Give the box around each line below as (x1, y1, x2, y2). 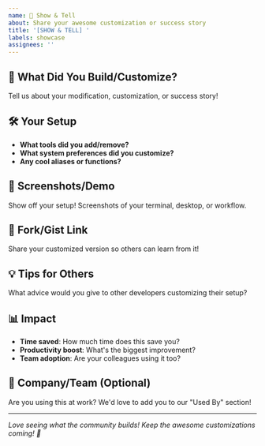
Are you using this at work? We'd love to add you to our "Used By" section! (8, 397, 252, 407)
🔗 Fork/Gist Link (8, 223, 88, 237)
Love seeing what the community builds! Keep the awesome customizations (8, 420, 256, 429)
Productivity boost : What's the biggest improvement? (19, 345, 196, 354)
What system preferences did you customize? (19, 148, 174, 158)
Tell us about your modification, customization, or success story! (8, 91, 218, 100)
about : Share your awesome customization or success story (8, 19, 207, 27)
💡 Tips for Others (8, 267, 95, 280)
